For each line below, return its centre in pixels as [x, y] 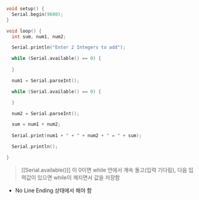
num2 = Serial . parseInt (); [46, 113]
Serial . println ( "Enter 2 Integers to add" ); [69, 48]
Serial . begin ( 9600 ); [38, 14]
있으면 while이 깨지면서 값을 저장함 [79, 177]
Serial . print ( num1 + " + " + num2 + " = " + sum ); [77, 136]
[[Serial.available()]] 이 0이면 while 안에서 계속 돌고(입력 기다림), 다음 [104, 170]
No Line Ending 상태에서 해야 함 [53, 190]
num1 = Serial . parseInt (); [46, 81]
